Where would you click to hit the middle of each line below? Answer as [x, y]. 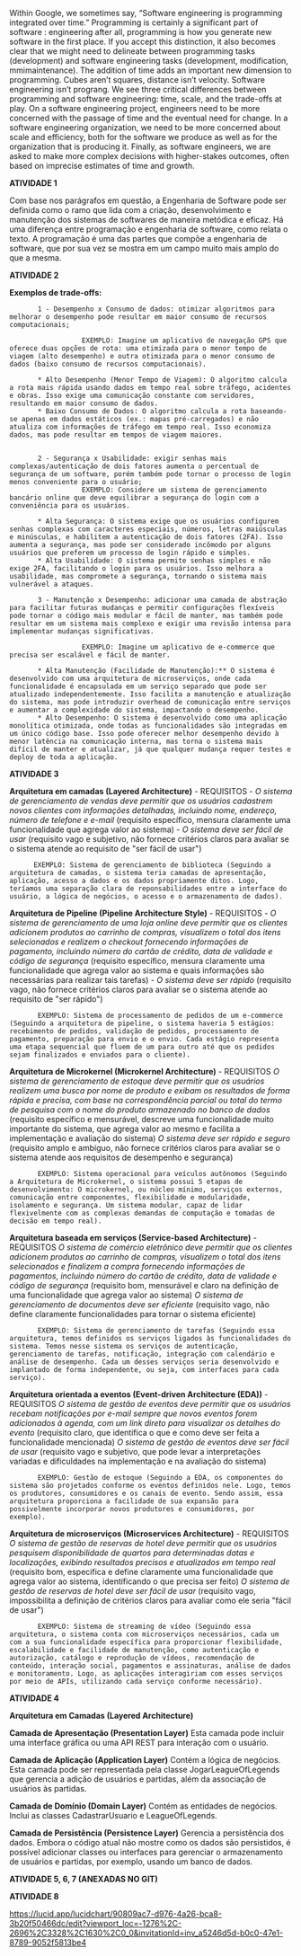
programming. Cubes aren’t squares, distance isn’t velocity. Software [137, 80]
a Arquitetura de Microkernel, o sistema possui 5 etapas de [126, 1182]
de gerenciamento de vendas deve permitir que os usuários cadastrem [141, 801]
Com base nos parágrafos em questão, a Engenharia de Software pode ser [148, 200]
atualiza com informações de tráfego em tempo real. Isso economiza [140, 427]
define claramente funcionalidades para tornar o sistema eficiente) [133, 1314]
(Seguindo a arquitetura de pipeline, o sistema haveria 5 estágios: [142, 1023]
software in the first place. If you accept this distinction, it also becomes [142, 41]
